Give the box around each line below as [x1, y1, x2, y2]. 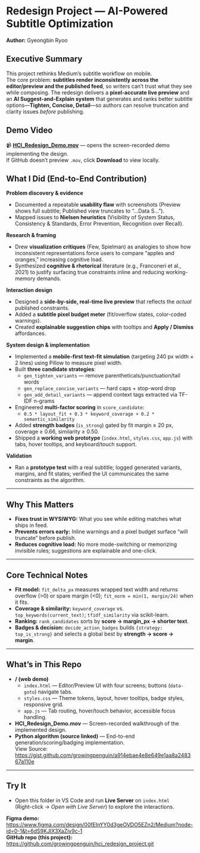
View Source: [14, 745, 48, 752]
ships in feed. [14, 521, 49, 529]
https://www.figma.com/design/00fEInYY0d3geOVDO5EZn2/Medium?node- [6, 821, 193, 828]
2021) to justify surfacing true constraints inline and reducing [14, 269, 165, 276]
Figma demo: [6, 814, 40, 822]
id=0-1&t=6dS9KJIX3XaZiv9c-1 [6, 827, 83, 834]
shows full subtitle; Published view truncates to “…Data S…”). [14, 207, 165, 214]
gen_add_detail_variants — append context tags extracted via [23, 391, 177, 398]
